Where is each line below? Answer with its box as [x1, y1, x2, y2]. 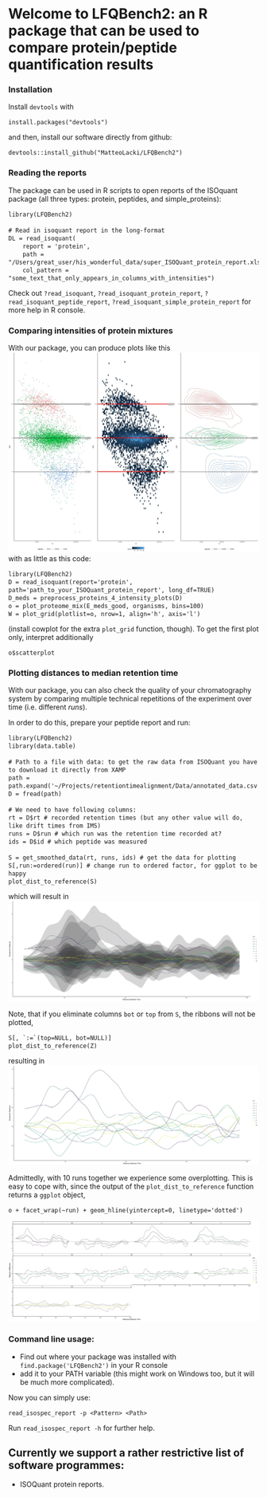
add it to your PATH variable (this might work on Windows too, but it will [19, 1369, 255, 1378]
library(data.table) [8, 742, 77, 750]
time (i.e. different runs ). [8, 702, 87, 712]
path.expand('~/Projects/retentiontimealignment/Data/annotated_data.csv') [8, 782, 265, 790]
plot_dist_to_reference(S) [8, 878, 98, 886]
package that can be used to [8, 22, 200, 40]
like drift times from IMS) [8, 822, 102, 830]
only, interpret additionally [8, 633, 94, 642]
